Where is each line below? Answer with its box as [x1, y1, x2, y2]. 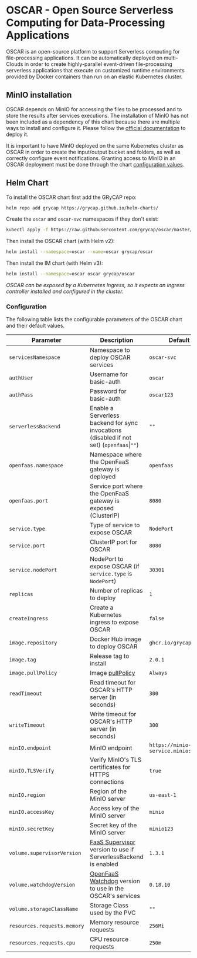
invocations [90, 426, 122, 434]
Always [149, 670, 168, 677]
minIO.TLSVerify [9, 767, 55, 774]
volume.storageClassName [9, 906, 79, 913]
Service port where [90, 482, 143, 490]
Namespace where [90, 451, 142, 459]
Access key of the [90, 804, 140, 813]
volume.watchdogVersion [9, 882, 76, 889]
